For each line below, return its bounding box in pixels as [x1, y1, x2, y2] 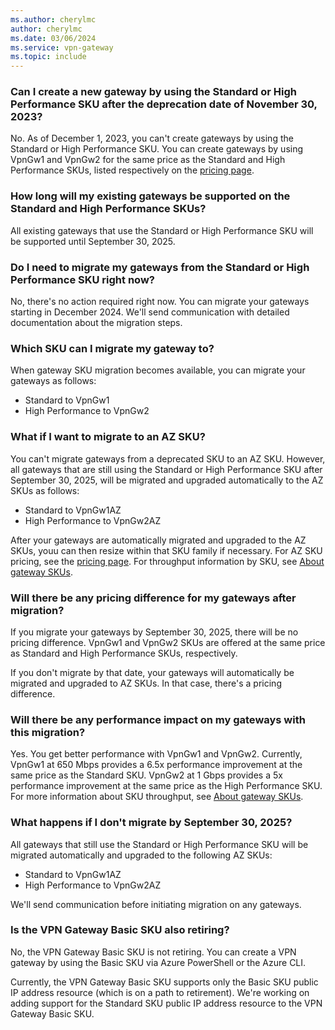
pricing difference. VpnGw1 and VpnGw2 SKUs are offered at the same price [10, 636, 326, 648]
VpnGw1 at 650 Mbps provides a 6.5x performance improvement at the [10, 759, 303, 771]
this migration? [10, 725, 86, 739]
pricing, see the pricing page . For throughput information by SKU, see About [10, 555, 325, 567]
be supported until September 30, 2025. [10, 235, 176, 247]
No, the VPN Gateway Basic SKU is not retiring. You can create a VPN [10, 946, 297, 958]
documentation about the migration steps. [10, 317, 183, 329]
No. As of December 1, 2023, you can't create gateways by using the [10, 132, 294, 145]
